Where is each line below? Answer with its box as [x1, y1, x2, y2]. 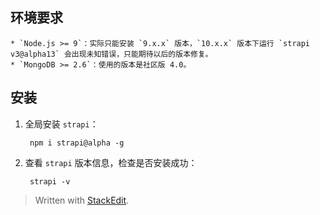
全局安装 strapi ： [24, 118, 99, 130]
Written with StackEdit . [34, 194, 130, 206]
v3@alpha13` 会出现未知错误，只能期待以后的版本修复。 [10, 49, 213, 59]
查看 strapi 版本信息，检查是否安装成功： [24, 156, 198, 168]
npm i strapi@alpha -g [29, 138, 125, 148]
